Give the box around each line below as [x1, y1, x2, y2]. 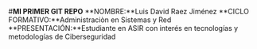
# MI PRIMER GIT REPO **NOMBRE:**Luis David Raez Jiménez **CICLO [8, 7, 249, 16]
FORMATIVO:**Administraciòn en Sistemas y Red [8, 15, 172, 24]
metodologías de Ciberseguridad [8, 32, 116, 41]
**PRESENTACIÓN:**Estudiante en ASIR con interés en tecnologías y [8, 24, 239, 32]
